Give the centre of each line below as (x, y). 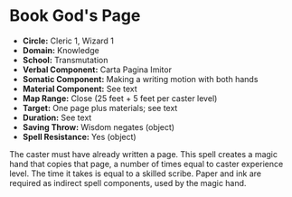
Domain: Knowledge (61, 50)
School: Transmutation (65, 60)
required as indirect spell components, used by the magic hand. (128, 183)
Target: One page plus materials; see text (100, 108)
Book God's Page (75, 16)
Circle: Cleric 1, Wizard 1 (68, 41)
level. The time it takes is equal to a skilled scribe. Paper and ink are (136, 174)
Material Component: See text (80, 89)
